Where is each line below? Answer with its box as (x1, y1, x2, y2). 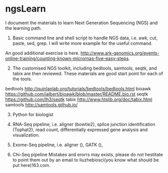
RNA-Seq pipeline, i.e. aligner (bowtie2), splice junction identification (12, 121, 155, 127)
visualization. (12, 132, 40, 138)
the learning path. (5, 25, 42, 31)
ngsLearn (5, 3, 46, 15)
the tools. (12, 76, 32, 82)
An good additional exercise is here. (5, 50, 79, 56)
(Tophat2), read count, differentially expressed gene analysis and (12, 127, 148, 133)
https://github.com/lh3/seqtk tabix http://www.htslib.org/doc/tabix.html (5, 96, 152, 102)
